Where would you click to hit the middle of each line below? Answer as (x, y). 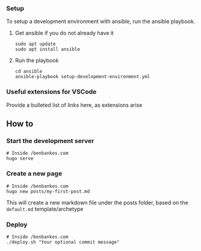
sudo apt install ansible (47, 49)
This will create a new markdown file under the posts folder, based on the (97, 202)
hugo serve (20, 159)
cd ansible (29, 71)
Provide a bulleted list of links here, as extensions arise (74, 105)
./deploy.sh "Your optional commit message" (63, 242)
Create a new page (34, 174)
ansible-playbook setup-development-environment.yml (82, 77)
